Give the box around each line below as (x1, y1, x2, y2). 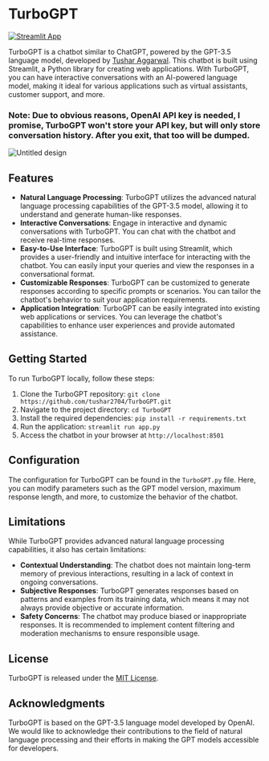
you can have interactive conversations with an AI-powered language (8, 72, 238, 82)
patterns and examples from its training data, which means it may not (19, 595, 250, 604)
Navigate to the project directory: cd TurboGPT (19, 405, 172, 414)
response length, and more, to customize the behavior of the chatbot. (8, 491, 238, 502)
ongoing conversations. (19, 577, 99, 587)
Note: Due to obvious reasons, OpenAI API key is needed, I (8, 109, 241, 120)
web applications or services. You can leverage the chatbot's (19, 312, 222, 322)
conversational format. (19, 270, 95, 279)
